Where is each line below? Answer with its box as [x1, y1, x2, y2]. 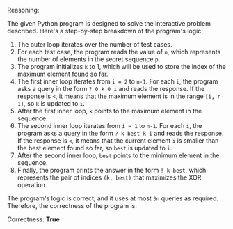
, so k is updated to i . [24, 100, 86, 107]
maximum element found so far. [17, 70, 109, 78]
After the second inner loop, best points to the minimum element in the [17, 151, 220, 159]
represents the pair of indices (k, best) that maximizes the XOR [17, 173, 202, 182]
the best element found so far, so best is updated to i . [17, 144, 172, 152]
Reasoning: [7, 6, 40, 14]
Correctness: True [7, 215, 61, 223]
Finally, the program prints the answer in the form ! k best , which [17, 166, 207, 174]
